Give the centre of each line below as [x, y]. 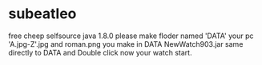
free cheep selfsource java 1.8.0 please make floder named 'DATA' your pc [131, 36]
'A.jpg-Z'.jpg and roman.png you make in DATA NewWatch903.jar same [126, 44]
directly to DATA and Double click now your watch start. [100, 52]
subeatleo [42, 14]
